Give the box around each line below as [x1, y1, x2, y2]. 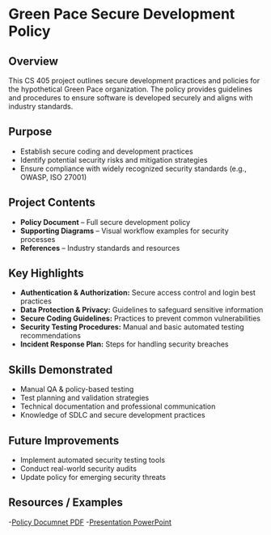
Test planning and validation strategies [19, 393, 150, 403]
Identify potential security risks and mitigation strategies [19, 155, 208, 164]
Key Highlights [8, 266, 84, 280]
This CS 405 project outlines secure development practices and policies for [8, 76, 260, 85]
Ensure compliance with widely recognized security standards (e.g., [19, 163, 247, 173]
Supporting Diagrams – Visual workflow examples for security [19, 226, 229, 236]
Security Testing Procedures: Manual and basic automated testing [19, 322, 244, 332]
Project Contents [8, 196, 95, 210]
